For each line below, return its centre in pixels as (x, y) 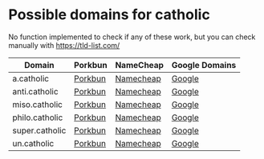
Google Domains (204, 65)
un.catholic (33, 143)
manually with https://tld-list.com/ (64, 45)
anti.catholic (35, 91)
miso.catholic (37, 104)
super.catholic (39, 130)
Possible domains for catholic (109, 15)
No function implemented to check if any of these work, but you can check (132, 37)
